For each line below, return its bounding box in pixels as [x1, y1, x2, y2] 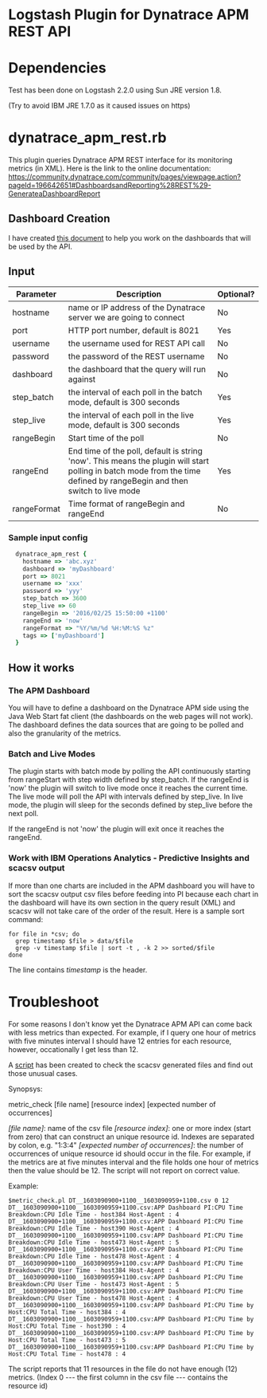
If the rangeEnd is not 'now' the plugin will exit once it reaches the [8, 824, 225, 834]
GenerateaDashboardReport [8, 189, 101, 198]
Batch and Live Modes [8, 748, 96, 759]
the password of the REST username [68, 351, 205, 362]
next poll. [8, 809, 39, 819]
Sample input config [8, 532, 88, 543]
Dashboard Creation [8, 212, 110, 226]
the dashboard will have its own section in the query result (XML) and [8, 897, 236, 907]
